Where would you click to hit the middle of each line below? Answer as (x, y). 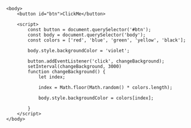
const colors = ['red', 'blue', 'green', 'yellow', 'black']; (107, 40)
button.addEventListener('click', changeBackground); (96, 61)
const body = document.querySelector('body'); (87, 35)
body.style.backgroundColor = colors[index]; (96, 98)
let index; (52, 77)
